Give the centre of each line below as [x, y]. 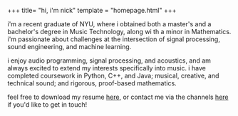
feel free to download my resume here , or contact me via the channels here [118, 97]
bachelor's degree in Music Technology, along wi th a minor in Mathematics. [119, 32]
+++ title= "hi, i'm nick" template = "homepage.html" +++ [92, 10]
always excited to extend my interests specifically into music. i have [107, 68]
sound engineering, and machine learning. [69, 47]
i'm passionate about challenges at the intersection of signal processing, [114, 39]
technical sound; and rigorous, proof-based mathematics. [92, 83]
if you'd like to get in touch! [47, 105]
